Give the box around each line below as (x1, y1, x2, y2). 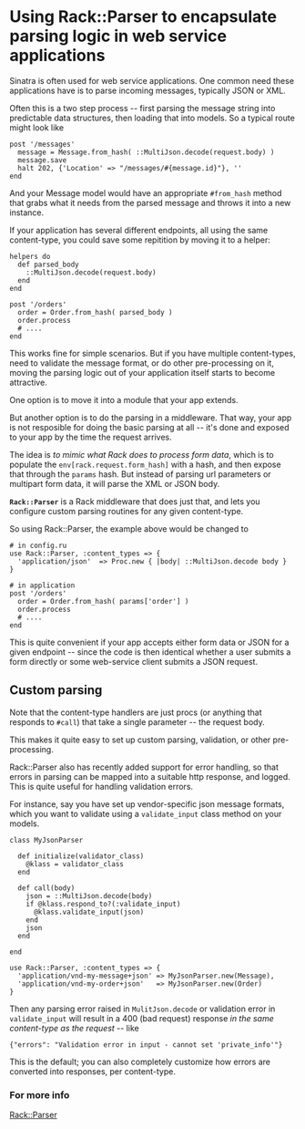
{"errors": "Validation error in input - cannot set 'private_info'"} (9, 1040, 283, 1050)
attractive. (9, 377, 47, 388)
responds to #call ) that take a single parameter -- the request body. (9, 716, 266, 727)
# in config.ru (9, 541, 67, 550)
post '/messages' (9, 140, 76, 149)
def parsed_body (17, 260, 79, 269)
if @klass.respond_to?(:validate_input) (25, 899, 181, 908)
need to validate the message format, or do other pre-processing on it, (9, 357, 275, 368)
